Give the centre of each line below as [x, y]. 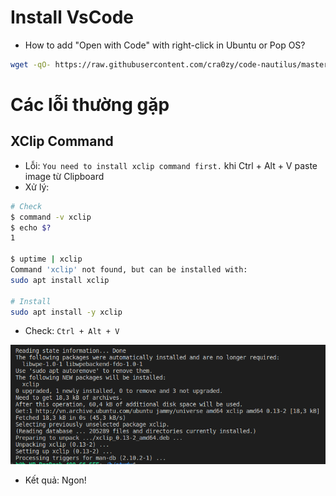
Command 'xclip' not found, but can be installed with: [129, 270]
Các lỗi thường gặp [90, 105]
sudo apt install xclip [60, 280]
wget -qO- [31, 64]
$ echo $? [31, 227]
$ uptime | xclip [46, 259]
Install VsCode [72, 17]
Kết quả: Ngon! [55, 480]
